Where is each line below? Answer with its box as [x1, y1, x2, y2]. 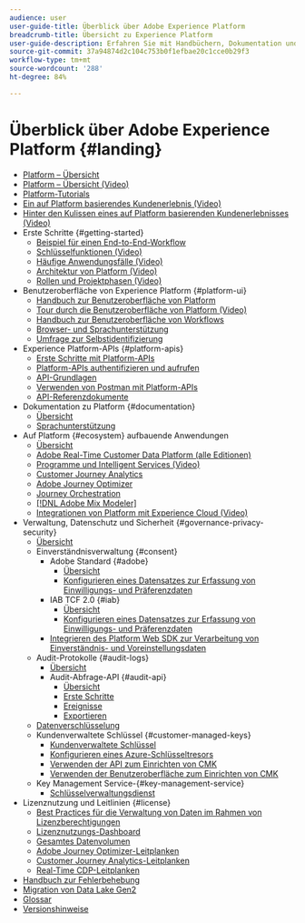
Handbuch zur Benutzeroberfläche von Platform [35, 295, 216, 306]
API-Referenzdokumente [35, 391, 129, 402]
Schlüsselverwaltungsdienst [49, 788, 156, 798]
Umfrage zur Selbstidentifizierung [35, 333, 163, 344]
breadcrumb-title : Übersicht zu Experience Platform [9, 30, 213, 39]
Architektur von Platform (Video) [35, 266, 158, 276]
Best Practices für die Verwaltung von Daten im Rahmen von [35, 807, 262, 818]
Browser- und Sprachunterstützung [35, 324, 170, 335]
